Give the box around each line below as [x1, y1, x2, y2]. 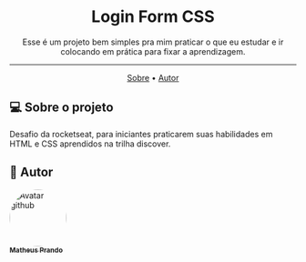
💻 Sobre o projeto [9, 100, 114, 116]
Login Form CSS [90, 6, 216, 27]
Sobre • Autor [127, 72, 179, 83]
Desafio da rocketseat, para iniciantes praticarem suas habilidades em [9, 128, 273, 139]
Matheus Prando [9, 246, 64, 255]
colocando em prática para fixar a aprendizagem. [60, 45, 246, 56]
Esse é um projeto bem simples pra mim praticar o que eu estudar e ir [22, 36, 284, 47]
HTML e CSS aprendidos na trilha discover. [9, 138, 171, 149]
